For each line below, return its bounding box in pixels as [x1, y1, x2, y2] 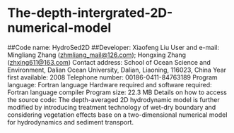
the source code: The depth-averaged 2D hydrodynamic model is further [7, 95, 221, 103]
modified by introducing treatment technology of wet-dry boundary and [7, 103, 216, 111]
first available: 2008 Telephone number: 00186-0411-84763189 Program [7, 72, 218, 82]
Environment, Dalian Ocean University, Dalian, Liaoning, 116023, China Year [7, 65, 227, 74]
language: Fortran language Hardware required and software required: [7, 80, 212, 89]
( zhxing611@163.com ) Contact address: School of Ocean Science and [7, 58, 211, 66]
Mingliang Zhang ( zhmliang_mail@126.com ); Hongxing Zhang [7, 51, 186, 59]
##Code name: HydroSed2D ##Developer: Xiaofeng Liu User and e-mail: [7, 43, 219, 51]
